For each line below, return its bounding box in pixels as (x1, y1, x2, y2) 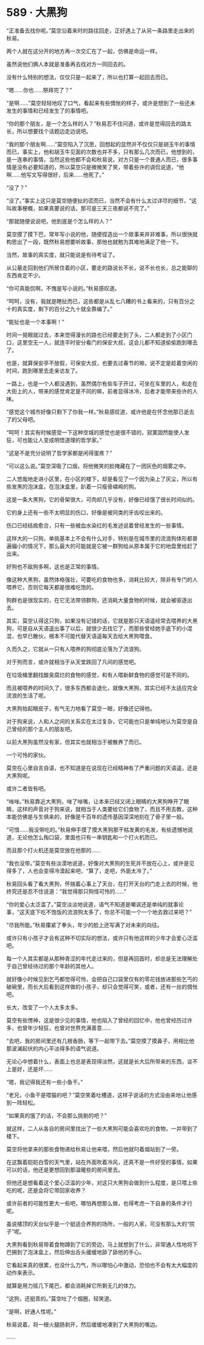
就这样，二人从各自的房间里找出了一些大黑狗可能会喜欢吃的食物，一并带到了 (6, 1125, 198, 1132)
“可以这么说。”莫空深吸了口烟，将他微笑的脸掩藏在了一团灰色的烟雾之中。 (6, 462, 189, 470)
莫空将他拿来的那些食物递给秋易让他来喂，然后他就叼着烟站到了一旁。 (6, 1145, 182, 1153)
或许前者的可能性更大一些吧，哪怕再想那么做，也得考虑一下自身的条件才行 (6, 1199, 192, 1207)
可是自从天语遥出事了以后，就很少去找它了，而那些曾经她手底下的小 (16, 625, 187, 632)
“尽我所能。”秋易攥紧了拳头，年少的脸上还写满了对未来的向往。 (6, 921, 163, 928)
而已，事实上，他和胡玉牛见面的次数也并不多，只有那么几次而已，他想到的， (6, 148, 198, 156)
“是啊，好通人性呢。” (6, 1308, 56, 1315)
